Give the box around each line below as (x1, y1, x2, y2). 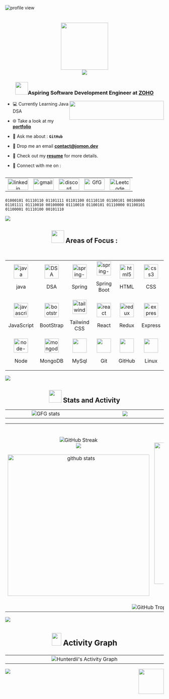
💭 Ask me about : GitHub (12, 133, 63, 139)
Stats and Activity (62, 396, 121, 404)
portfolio (12, 124, 31, 130)
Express (141, 322, 161, 329)
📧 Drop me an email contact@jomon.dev (12, 143, 99, 149)
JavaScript (8, 322, 34, 329)
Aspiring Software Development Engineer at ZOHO (28, 90, 154, 97)
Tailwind (69, 319, 90, 326)
